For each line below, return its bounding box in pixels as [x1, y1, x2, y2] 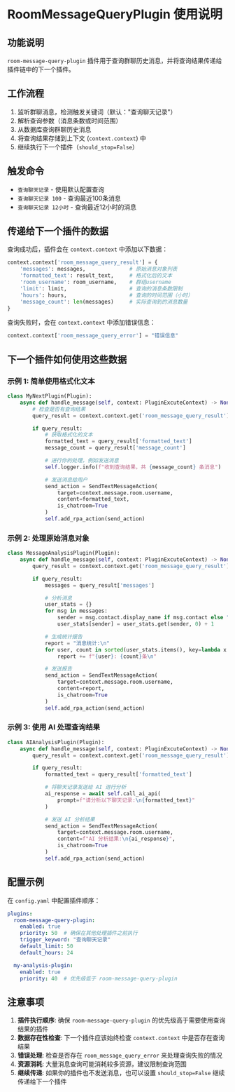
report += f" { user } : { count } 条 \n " [57, 653, 157, 660]
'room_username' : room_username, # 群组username [20, 278, 171, 286]
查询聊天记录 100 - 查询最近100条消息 [17, 194, 121, 202]
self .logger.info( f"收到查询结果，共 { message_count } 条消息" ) [44, 464, 222, 471]
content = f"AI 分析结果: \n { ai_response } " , [57, 835, 176, 842]
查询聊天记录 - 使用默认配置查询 [17, 185, 105, 194]
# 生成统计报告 [44, 633, 83, 640]
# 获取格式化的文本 [44, 431, 93, 438]
